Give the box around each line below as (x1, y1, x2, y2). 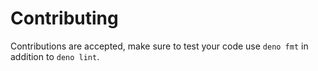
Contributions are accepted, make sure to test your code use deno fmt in (10, 40, 309, 52)
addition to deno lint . (10, 50, 100, 62)
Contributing (10, 7, 119, 30)
